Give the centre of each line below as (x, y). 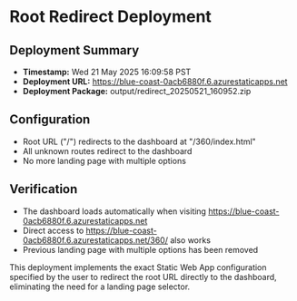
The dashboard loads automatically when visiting (114, 211)
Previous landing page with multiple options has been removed (140, 249)
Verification (44, 189)
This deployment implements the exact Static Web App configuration (138, 267)
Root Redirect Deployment (110, 17)
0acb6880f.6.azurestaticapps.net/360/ (95, 240)
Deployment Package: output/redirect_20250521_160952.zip (137, 91)
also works (190, 240)
